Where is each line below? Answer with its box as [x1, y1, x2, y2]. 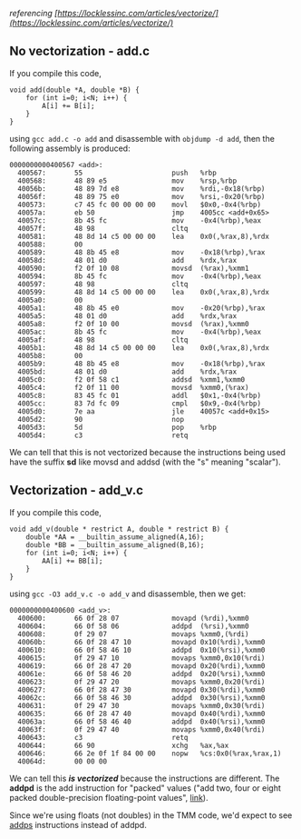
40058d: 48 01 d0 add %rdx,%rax [17, 255, 238, 265]
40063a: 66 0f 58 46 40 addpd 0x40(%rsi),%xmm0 [17, 717, 266, 726]
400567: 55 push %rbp [17, 168, 218, 177]
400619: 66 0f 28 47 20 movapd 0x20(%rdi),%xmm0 [17, 661, 266, 671]
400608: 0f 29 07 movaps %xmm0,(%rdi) [17, 629, 249, 639]
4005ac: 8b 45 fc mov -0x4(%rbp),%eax [17, 327, 261, 336]
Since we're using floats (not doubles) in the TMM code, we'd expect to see [9, 809, 293, 821]
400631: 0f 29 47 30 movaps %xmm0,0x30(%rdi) [17, 701, 266, 710]
